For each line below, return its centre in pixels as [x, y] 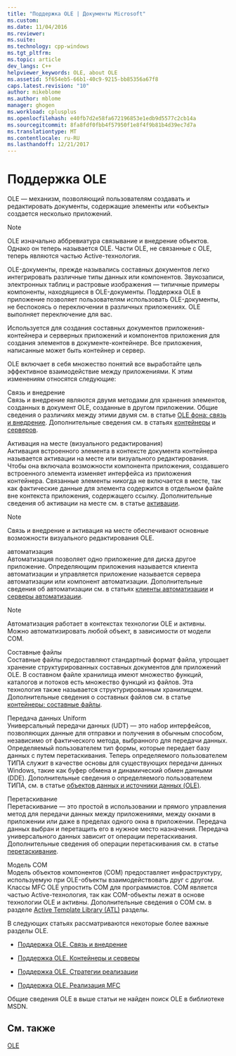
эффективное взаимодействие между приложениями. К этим [100, 372]
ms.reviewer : [26, 33]
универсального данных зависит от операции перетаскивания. [103, 837]
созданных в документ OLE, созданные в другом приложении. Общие [113, 408]
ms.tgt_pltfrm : [29, 53]
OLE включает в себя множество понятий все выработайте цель [105, 364]
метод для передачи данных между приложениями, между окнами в [112, 814]
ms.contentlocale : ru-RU [44, 138]
